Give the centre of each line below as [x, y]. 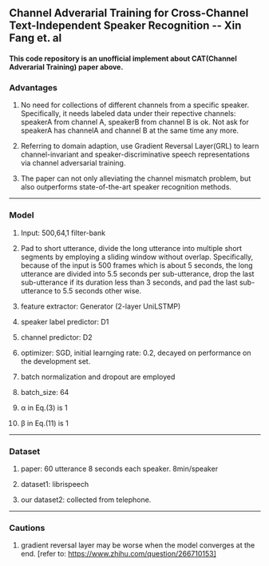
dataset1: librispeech [55, 484]
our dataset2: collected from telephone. [86, 500]
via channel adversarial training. [73, 163]
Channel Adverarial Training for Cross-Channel [129, 13]
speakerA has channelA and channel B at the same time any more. [129, 130]
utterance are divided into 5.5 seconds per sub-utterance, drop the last [137, 273]
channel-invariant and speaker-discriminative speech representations [135, 154]
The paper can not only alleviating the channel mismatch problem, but [136, 178]
